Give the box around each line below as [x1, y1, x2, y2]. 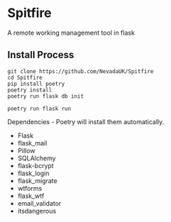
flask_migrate [17, 176, 58, 185]
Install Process [7, 49, 75, 61]
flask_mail [17, 138, 48, 147]
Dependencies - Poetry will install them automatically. [7, 117, 165, 126]
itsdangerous [17, 206, 57, 215]
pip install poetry [7, 80, 65, 87]
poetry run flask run [7, 105, 72, 112]
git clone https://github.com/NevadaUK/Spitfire [7, 67, 154, 75]
